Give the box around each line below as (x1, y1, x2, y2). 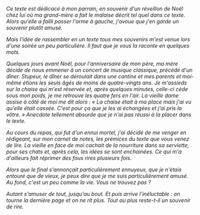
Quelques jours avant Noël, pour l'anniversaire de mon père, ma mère (6, 60, 179, 67)
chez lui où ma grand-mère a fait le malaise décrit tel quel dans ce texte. (6, 11, 186, 19)
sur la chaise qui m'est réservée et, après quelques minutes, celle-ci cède (6, 86, 188, 92)
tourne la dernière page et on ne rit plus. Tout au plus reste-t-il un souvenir (6, 197, 191, 204)
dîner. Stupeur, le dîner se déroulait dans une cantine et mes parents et (6, 73, 181, 80)
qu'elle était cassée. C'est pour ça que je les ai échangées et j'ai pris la (6, 105, 182, 111)
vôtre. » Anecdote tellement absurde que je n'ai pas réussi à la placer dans (6, 111, 192, 118)
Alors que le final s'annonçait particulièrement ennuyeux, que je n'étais (6, 166, 182, 173)
